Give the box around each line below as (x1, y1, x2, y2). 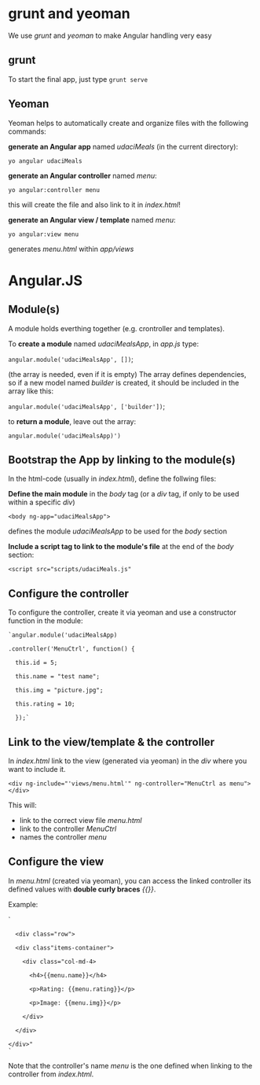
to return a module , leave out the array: (8, 416, 136, 426)
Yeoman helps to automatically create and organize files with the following (8, 118, 249, 127)
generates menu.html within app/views (8, 244, 134, 253)
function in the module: (8, 616, 83, 626)
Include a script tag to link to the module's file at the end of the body (8, 542, 234, 552)
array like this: (8, 386, 54, 396)
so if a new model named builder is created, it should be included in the (8, 378, 240, 387)
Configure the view (8, 855, 104, 869)
